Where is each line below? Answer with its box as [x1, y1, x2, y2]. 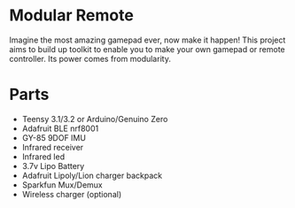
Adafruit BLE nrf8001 [21, 123, 99, 134]
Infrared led [21, 151, 65, 162]
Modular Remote [9, 5, 135, 26]
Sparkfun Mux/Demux [21, 179, 104, 190]
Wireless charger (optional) [21, 189, 122, 199]
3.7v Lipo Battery [21, 160, 85, 171]
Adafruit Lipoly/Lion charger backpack [21, 170, 162, 181]
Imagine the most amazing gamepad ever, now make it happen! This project [9, 35, 286, 45]
